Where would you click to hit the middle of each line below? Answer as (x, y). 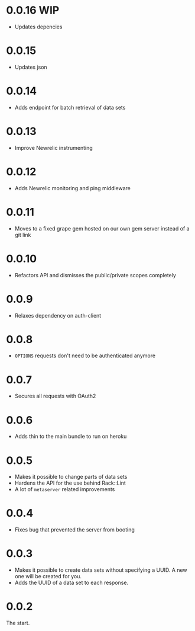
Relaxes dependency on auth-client (58, 315)
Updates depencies (38, 27)
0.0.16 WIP (33, 10)
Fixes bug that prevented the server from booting (74, 530)
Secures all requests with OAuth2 (55, 396)
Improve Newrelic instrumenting (53, 148)
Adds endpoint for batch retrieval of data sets (70, 107)
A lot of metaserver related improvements (65, 489)
